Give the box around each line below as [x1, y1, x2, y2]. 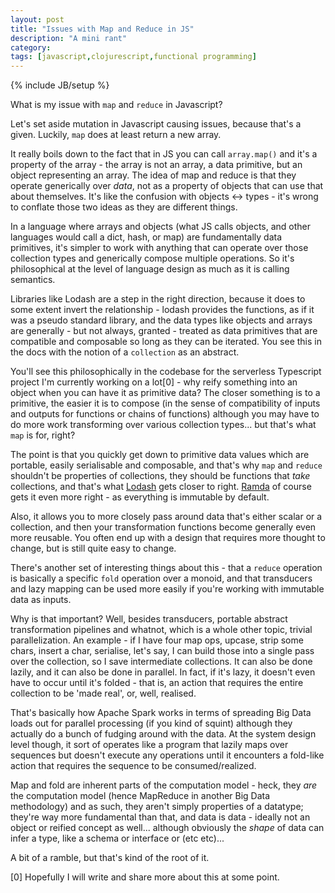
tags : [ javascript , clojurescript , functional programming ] [10, 52, 257, 62]
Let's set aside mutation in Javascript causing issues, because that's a [10, 118, 302, 130]
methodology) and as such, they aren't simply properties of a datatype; [10, 801, 304, 813]
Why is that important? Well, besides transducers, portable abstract [10, 613, 288, 625]
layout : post [10, 14, 65, 25]
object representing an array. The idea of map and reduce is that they [10, 169, 297, 181]
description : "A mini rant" [10, 33, 128, 43]
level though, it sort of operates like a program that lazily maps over [10, 739, 289, 751]
